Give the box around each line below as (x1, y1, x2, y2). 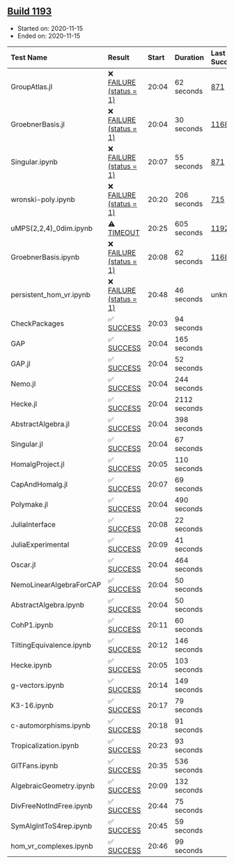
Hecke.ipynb (10, 660, 52, 670)
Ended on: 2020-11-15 (17, 31, 81, 40)
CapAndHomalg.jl (10, 479, 68, 489)
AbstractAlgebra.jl (10, 419, 70, 429)
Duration (174, 52, 204, 62)
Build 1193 (7, 6, 52, 17)
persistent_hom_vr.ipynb (10, 289, 91, 299)
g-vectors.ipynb (10, 680, 65, 690)
